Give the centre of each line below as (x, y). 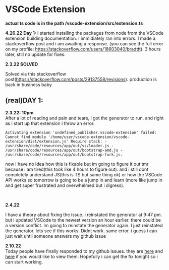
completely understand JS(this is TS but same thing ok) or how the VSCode (84, 174)
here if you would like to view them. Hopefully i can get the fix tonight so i (81, 256)
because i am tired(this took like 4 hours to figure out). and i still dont (77, 169)
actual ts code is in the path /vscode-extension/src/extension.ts (74, 23)
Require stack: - (89, 141)
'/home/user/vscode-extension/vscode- (89, 137)
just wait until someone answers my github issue (56, 236)
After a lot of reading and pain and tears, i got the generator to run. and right (84, 118)
